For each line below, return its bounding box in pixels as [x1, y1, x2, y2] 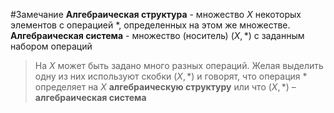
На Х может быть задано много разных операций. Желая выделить [34, 60, 324, 71]
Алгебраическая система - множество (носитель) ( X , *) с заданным [10, 30, 305, 41]
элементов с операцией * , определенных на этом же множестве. [10, 19, 291, 31]
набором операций [10, 40, 93, 52]
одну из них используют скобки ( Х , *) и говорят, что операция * [34, 70, 308, 82]
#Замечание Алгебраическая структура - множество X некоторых [10, 9, 302, 20]
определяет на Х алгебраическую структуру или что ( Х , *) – [34, 81, 297, 93]
